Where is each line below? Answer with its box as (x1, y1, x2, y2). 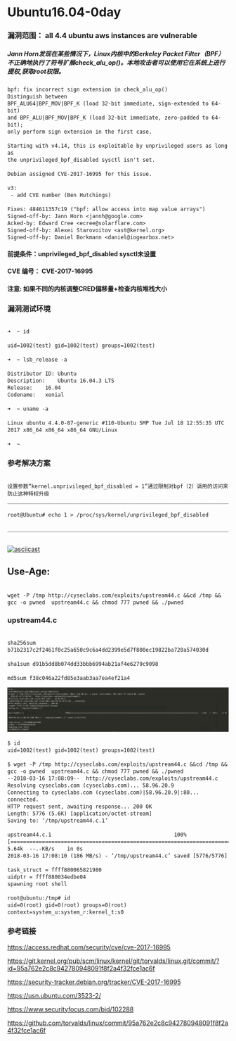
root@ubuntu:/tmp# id (7, 895, 71, 902)
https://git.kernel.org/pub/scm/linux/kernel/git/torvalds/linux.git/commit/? (7, 957, 220, 965)
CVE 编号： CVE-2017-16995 (7, 267, 93, 275)
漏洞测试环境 (7, 303, 51, 313)
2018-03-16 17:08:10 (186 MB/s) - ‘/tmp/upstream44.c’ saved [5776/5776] (7, 852, 228, 859)
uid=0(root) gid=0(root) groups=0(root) (7, 902, 128, 909)
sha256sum (7, 639, 37, 646)
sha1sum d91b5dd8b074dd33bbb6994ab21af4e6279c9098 (7, 660, 159, 667)
